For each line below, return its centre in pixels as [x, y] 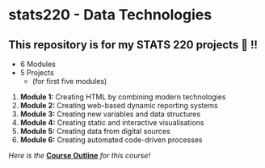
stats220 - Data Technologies [110, 15]
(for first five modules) [69, 81]
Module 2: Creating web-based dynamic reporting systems [119, 105]
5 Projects [37, 73]
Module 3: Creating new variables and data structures [110, 114]
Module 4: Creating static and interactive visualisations [112, 122]
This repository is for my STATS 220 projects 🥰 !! [133, 45]
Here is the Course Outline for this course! [80, 155]
